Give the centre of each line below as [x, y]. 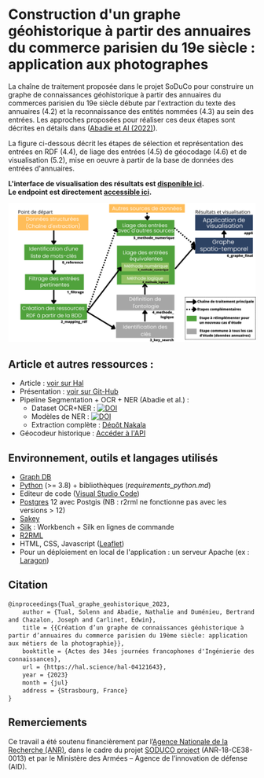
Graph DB [35, 477]
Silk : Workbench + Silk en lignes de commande [97, 527]
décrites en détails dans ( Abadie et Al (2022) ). [83, 128]
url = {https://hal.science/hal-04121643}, [95, 667]
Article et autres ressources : [81, 364]
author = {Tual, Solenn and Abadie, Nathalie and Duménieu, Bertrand [139, 612]
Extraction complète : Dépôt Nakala [89, 425]
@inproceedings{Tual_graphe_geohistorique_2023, [89, 604]
